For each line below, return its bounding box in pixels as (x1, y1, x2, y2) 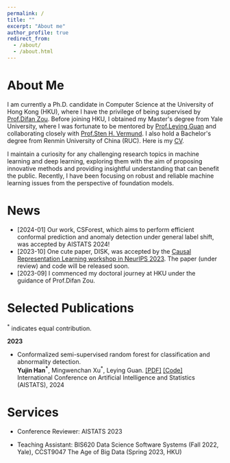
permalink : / (7, 10, 44, 17)
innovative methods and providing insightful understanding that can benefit (7, 164, 219, 172)
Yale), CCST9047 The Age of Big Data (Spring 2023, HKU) (16, 447, 183, 455)
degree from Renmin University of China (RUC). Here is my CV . (7, 136, 185, 144)
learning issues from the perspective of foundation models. (7, 178, 175, 187)
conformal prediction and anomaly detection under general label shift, (16, 233, 214, 241)
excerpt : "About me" (7, 23, 66, 29)
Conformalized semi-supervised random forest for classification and (16, 350, 210, 359)
